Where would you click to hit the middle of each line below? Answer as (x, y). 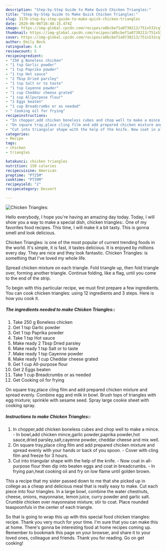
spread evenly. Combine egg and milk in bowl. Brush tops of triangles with (81, 395)
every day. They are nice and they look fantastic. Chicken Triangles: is (77, 252)
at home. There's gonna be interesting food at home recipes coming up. (79, 527)
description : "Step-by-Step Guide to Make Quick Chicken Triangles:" (79, 10)
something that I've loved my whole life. (46, 258)
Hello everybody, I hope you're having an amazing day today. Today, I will (80, 217)
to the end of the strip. (28, 278)
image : (12, 28)
